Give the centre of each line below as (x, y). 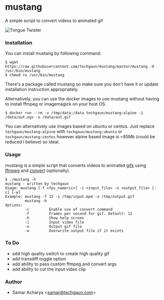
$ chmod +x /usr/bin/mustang (35, 75)
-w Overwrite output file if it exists (74, 231)
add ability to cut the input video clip (49, 269)
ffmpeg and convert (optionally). (38, 171)
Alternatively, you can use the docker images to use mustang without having (82, 99)
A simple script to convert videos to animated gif (54, 21)
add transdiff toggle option (39, 258)
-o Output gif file (53, 226)
